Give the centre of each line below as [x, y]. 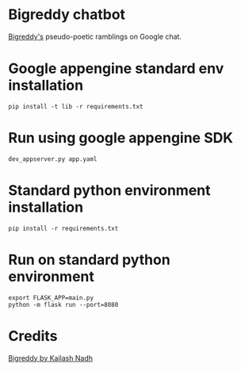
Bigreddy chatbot [67, 15]
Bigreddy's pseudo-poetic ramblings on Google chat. [95, 36]
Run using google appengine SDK [121, 138]
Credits [33, 336]
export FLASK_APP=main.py [51, 298]
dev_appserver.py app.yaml [53, 159]
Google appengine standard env [116, 69]
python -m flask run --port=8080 [63, 304]
